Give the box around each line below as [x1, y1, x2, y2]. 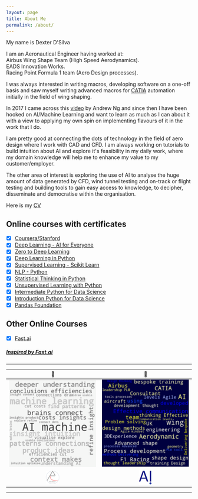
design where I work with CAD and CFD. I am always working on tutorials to [6, 141, 190, 148]
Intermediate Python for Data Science [14, 288, 106, 295]
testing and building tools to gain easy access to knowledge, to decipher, [6, 184, 184, 192]
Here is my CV [6, 202, 41, 209]
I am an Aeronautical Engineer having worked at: [6, 50, 124, 57]
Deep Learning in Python [14, 255, 75, 262]
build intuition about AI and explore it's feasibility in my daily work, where [6, 148, 184, 155]
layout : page [6, 9, 38, 15]
